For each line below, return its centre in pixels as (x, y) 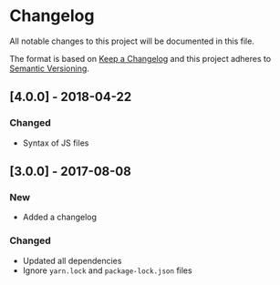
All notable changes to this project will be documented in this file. (132, 41)
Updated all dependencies (72, 260)
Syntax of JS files (56, 143)
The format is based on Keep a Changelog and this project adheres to (140, 58)
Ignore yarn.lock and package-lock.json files (108, 270)
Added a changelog (60, 217)
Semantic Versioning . (49, 68)
